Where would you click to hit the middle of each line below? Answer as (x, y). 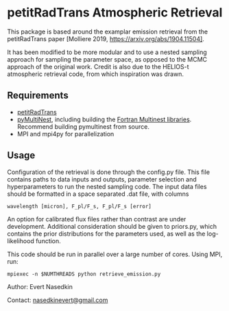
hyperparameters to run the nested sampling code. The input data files (107, 186)
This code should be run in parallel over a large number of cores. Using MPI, (115, 254)
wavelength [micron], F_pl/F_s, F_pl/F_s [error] (80, 206)
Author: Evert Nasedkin (40, 286)
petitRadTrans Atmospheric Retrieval (115, 13)
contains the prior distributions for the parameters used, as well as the (106, 234)
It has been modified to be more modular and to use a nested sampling (107, 52)
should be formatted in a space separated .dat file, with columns (98, 194)
